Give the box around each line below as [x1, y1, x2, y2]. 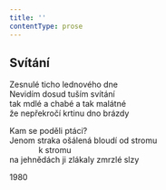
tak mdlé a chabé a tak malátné [9, 99, 127, 109]
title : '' [9, 13, 47, 23]
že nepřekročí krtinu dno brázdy [9, 108, 130, 119]
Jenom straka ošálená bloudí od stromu [9, 135, 158, 146]
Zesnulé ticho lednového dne [9, 79, 118, 90]
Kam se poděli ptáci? [9, 126, 88, 137]
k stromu [38, 145, 72, 156]
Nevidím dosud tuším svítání [9, 89, 115, 100]
